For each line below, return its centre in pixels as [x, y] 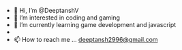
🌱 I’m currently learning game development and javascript [95, 25]
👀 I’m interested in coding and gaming [67, 18]
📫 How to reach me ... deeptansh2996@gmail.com [86, 40]
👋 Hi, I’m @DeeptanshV [46, 10]
